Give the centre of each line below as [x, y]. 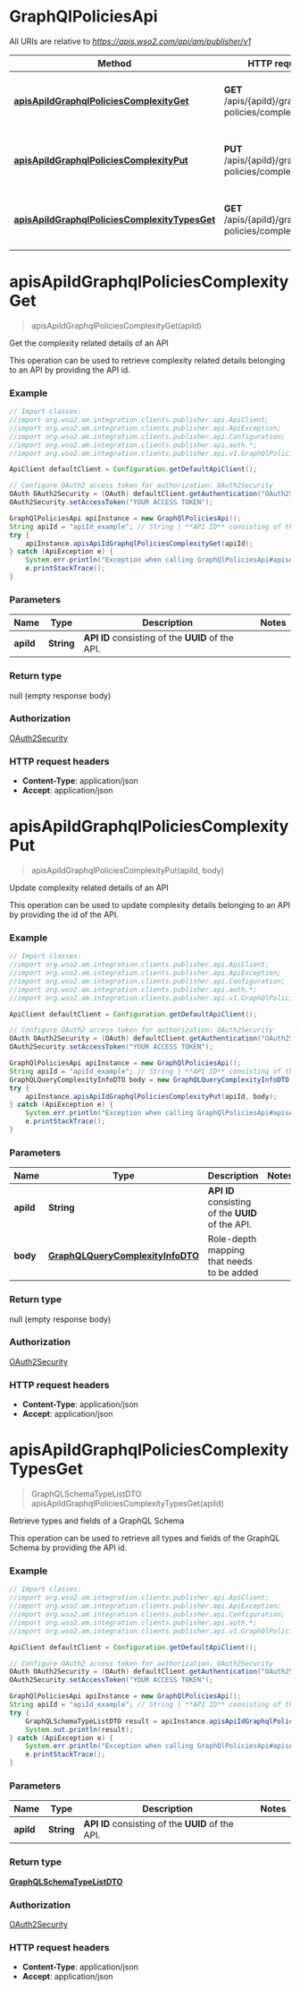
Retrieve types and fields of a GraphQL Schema [97, 1521]
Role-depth [232, 1239]
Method [115, 63]
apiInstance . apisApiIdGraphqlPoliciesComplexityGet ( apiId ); [139, 544]
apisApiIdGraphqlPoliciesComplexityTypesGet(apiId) [128, 1504]
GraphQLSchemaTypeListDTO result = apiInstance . [117, 1721]
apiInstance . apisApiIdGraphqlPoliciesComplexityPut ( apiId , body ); [151, 1096]
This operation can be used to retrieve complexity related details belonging [147, 360]
